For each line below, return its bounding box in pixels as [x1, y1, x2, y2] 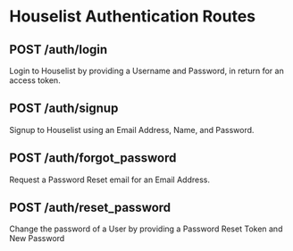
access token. [9, 75, 61, 86]
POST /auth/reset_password [9, 200, 172, 215]
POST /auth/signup [9, 101, 119, 116]
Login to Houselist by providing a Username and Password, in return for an [9, 65, 284, 76]
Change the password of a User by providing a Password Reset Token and [9, 223, 283, 234]
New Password [9, 233, 65, 244]
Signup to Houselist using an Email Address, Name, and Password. [9, 124, 255, 135]
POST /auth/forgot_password [9, 150, 177, 166]
